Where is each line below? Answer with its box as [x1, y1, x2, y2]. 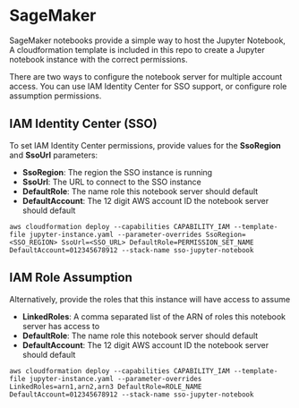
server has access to [21, 320, 100, 331]
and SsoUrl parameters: [9, 149, 98, 160]
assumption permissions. [9, 90, 102, 101]
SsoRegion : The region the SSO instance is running [21, 166, 213, 177]
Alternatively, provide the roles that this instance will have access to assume [9, 293, 291, 304]
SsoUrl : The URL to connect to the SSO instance [21, 176, 201, 187]
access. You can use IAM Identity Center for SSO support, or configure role [9, 81, 287, 91]
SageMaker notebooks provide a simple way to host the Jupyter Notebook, [9, 35, 286, 46]
